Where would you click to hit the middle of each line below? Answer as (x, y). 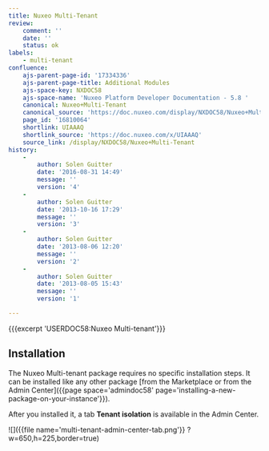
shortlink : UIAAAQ (53, 127)
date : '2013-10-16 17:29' (80, 209)
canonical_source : (53, 113)
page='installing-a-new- (196, 390)
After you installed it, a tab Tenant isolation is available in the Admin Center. (134, 414)
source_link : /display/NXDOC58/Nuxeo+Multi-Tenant (109, 142)
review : (21, 23)
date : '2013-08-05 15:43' (80, 284)
